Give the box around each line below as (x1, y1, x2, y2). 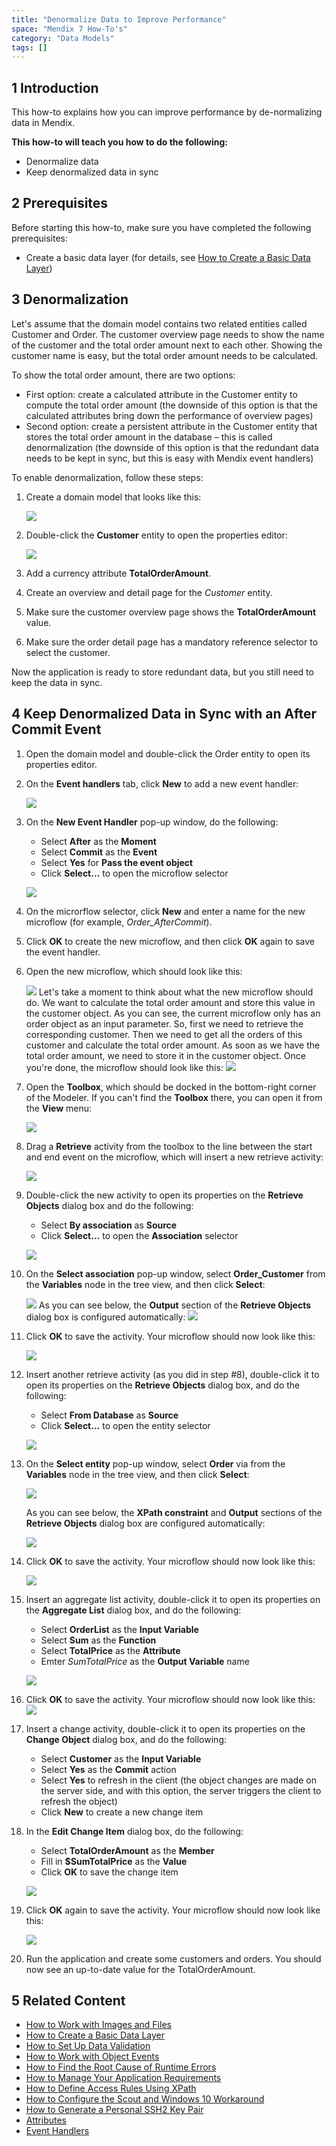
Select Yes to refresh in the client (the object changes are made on (40, 1774, 317, 1786)
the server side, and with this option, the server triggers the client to (40, 1784, 322, 1796)
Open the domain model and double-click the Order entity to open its (25, 747, 311, 760)
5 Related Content (11, 1992, 126, 2009)
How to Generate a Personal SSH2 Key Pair (25, 2104, 204, 2116)
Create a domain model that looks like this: (25, 491, 202, 503)
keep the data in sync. (11, 676, 103, 688)
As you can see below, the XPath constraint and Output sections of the (25, 1506, 323, 1518)
